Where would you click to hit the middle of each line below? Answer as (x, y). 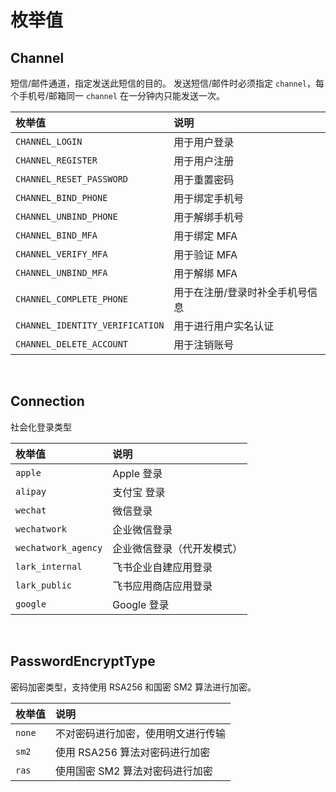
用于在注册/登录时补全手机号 (240, 292)
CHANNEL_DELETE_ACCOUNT (72, 344)
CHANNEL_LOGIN (49, 141)
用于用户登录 (204, 142)
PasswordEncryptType (83, 661)
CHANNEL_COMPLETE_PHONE (72, 299)
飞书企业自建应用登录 (162, 567)
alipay (31, 491)
